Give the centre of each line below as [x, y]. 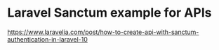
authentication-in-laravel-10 [47, 39]
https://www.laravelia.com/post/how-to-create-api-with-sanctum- [103, 32]
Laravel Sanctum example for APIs [109, 13]
